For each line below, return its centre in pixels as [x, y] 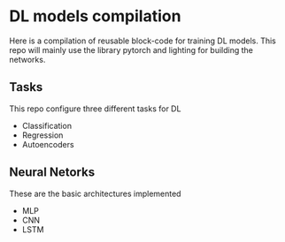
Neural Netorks [52, 173]
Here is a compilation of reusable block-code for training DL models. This [143, 41]
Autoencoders [48, 144]
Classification [47, 125]
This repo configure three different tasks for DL [95, 109]
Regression [42, 135]
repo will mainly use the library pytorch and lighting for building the [131, 49]
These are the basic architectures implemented [95, 193]
